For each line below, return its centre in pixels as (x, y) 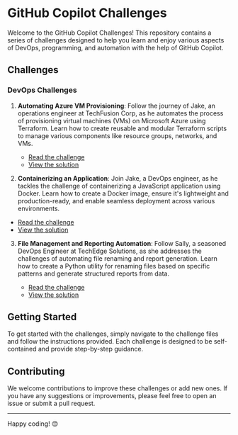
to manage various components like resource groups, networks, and (117, 135)
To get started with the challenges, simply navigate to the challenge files (113, 334)
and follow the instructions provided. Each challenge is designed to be (110, 341)
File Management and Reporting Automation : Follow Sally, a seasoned (122, 243)
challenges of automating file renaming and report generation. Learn (118, 258)
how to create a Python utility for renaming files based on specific (114, 266)
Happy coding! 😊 (33, 424)
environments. (39, 208)
